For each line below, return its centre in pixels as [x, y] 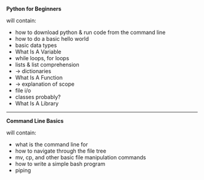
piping [23, 170]
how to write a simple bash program [60, 164]
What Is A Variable [38, 52]
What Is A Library [37, 103]
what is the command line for [51, 144]
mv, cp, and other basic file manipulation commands [80, 157]
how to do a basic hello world [52, 39]
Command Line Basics [35, 121]
